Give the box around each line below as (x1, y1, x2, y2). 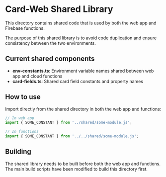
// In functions (5, 129, 39, 134)
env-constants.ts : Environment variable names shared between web (12, 68, 154, 74)
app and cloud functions (12, 73, 63, 79)
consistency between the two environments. (5, 40, 96, 46)
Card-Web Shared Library (5, 3, 113, 15)
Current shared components (5, 55, 95, 63)
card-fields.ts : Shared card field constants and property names (12, 78, 143, 84)
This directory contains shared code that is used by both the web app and (5, 20, 157, 26)
